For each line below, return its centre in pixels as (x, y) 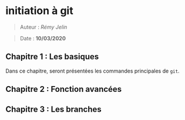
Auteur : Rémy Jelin (43, 27)
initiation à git (40, 11)
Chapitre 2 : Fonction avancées (64, 89)
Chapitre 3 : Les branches (54, 109)
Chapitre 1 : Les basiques (52, 57)
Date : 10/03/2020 (43, 38)
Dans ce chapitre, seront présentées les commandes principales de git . (92, 71)
